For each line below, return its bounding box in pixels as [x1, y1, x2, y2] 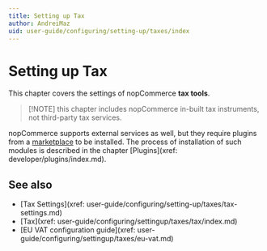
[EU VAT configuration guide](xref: [19, 225, 136, 235]
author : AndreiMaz [8, 19, 70, 28]
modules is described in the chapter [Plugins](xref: [8, 146, 178, 155]
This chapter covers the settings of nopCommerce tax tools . [8, 88, 210, 98]
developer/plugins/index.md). [8, 155, 107, 164]
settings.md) [19, 208, 63, 218]
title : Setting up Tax [8, 11, 85, 20]
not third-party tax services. [28, 113, 122, 122]
